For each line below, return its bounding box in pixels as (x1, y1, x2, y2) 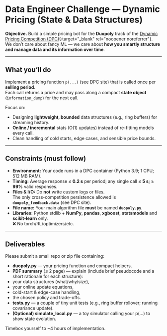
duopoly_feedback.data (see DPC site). (12, 199, 91, 205)
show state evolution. (12, 316, 56, 322)
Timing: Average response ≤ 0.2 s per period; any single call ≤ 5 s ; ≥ (12, 178, 154, 184)
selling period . (5, 84, 36, 90)
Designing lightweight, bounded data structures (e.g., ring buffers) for (12, 114, 158, 120)
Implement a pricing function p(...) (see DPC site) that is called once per (5, 79, 156, 85)
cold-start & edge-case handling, (12, 289, 81, 295)
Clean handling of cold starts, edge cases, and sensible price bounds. (12, 135, 156, 141)
